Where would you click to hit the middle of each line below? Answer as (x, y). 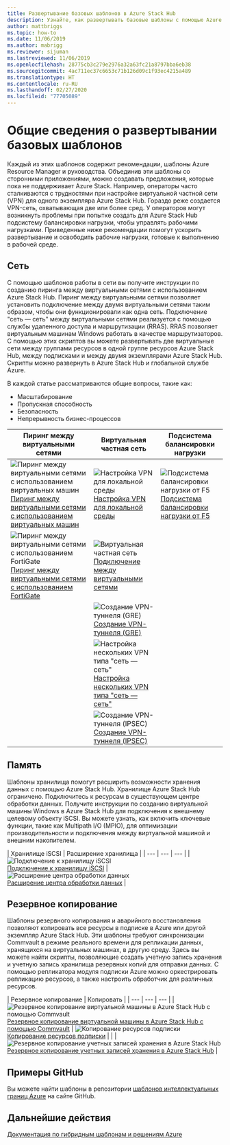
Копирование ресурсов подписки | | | (62, 1036)
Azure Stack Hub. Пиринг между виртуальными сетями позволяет (104, 297)
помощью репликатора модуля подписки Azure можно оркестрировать (112, 972)
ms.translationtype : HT (41, 77)
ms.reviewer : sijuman (38, 52)
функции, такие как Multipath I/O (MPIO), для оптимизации (92, 826)
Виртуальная (124, 440)
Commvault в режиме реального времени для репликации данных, (105, 942)
